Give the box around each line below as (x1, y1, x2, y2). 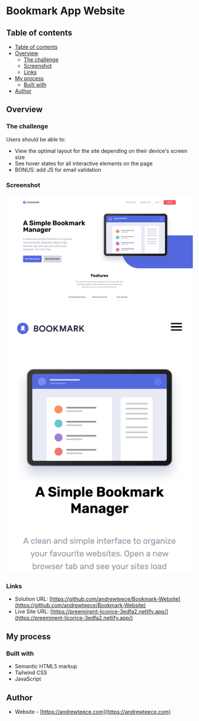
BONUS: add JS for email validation (14, 166, 102, 173)
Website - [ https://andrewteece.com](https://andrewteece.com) (14, 708, 171, 715)
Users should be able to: (6, 136, 66, 143)
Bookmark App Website (6, 4, 126, 18)
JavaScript (14, 675, 41, 683)
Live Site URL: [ (14, 608, 53, 615)
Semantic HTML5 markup (14, 663, 78, 670)
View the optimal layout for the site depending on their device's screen (14, 147, 188, 154)
